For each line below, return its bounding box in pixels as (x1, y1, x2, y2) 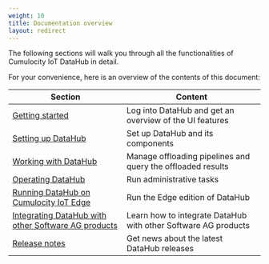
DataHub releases (126, 243, 195, 254)
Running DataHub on (12, 187, 90, 198)
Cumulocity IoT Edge (12, 197, 90, 208)
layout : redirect (8, 26, 66, 34)
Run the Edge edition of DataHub (126, 192, 251, 203)
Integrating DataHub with (12, 210, 106, 221)
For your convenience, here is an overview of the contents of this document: (8, 73, 260, 82)
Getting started (12, 110, 70, 121)
